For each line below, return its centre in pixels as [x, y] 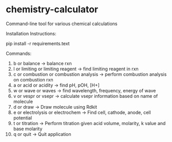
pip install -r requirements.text [38, 43]
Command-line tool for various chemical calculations [62, 24]
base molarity [28, 129]
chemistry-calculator [52, 9]
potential [23, 118]
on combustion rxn [33, 79]
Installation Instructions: [31, 33]
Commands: [19, 53]
